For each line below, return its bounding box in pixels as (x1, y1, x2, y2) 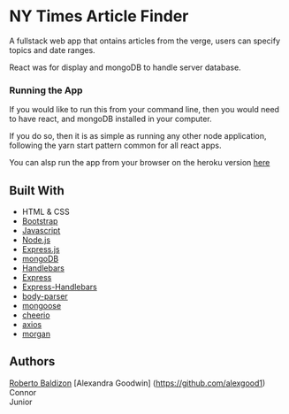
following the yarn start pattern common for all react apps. (9, 140, 223, 151)
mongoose (21, 301, 62, 311)
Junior (9, 396, 33, 407)
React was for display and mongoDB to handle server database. (9, 62, 241, 73)
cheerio (21, 310, 50, 320)
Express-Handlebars (21, 281, 97, 293)
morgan (21, 329, 51, 340)
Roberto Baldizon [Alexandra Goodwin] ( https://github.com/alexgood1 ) (9, 378, 266, 388)
